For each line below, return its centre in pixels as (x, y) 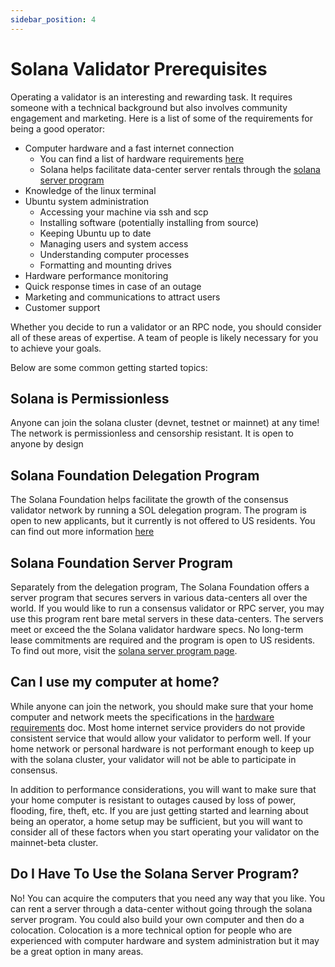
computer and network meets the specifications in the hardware (142, 717)
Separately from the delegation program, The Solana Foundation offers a (160, 587)
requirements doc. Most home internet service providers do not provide (158, 727)
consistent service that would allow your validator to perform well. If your (161, 738)
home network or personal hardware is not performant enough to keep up (162, 748)
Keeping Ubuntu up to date (95, 233)
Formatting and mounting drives (105, 265)
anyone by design (47, 444)
